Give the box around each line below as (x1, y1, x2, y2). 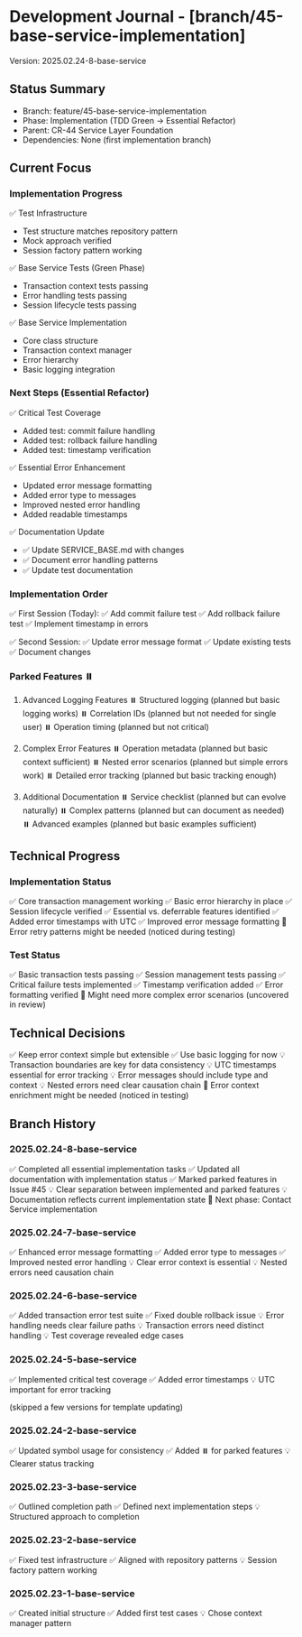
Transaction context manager (22, 345, 133, 356)
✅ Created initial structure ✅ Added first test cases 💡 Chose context (9, 1607, 263, 1618)
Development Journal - (9, 6, 186, 27)
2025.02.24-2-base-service (9, 1424, 137, 1437)
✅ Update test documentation (22, 564, 133, 575)
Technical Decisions (9, 1025, 126, 1040)
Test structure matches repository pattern (22, 226, 178, 236)
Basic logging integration (22, 364, 115, 375)
